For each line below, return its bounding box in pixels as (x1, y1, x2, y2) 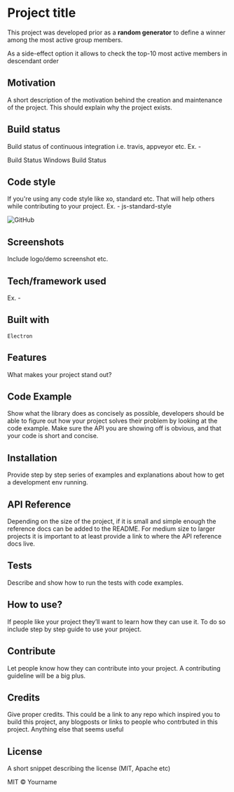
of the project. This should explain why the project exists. (7, 103, 173, 112)
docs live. (7, 539, 35, 548)
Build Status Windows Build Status (7, 156, 106, 164)
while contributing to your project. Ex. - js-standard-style (7, 202, 172, 211)
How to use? (7, 599, 63, 611)
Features (7, 352, 47, 364)
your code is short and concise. (7, 432, 99, 440)
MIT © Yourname (7, 778, 57, 786)
